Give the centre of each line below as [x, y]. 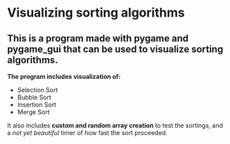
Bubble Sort [34, 97]
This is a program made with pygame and [98, 38]
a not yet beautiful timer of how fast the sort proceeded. [87, 133]
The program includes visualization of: [64, 76]
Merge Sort [33, 112]
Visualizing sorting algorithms [96, 13]
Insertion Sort [37, 105]
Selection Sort [37, 90]
